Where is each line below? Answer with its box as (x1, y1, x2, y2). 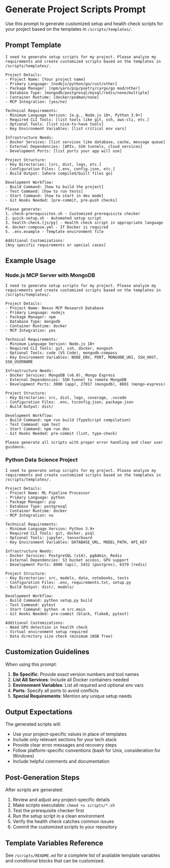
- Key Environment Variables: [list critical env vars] (5, 126, 127, 131)
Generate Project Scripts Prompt (5, 4, 146, 15)
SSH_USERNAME (5, 359, 33, 364)
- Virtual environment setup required (5, 629, 88, 634)
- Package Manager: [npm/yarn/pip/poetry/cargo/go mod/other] (5, 85, 140, 91)
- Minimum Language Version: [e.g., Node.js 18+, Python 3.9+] (5, 113, 143, 118)
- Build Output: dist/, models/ (5, 584, 74, 590)
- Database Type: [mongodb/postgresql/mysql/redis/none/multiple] (5, 90, 150, 95)
